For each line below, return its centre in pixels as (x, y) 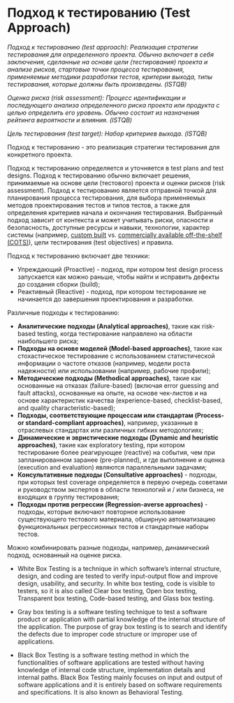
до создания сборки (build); (59, 284)
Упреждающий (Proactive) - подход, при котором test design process (120, 269)
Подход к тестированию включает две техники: (79, 256)
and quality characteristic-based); (66, 407)
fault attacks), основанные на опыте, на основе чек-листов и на (112, 393)
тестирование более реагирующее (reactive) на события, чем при (116, 452)
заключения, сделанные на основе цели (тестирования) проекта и (108, 61)
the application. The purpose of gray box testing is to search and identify (122, 626)
